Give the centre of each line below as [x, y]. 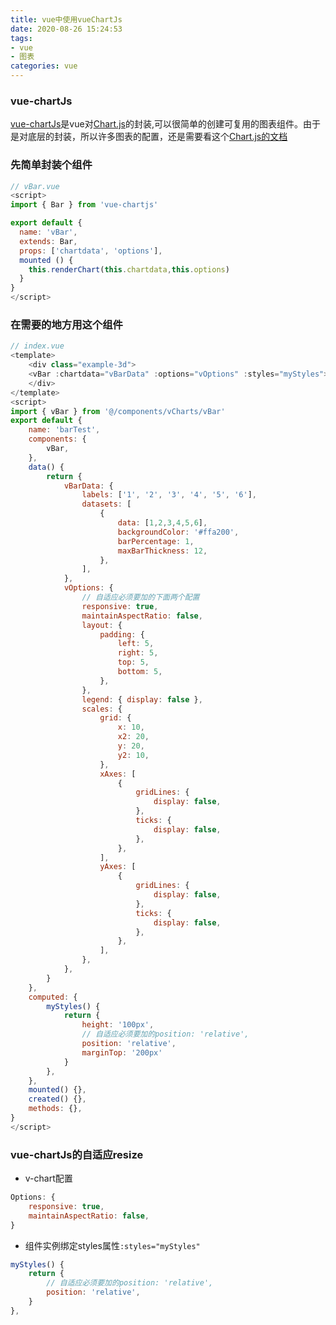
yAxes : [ [118, 867]
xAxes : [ [118, 774]
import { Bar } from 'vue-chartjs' [84, 205]
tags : [21, 38]
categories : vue [44, 66]
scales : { [102, 709]
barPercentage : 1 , [156, 541]
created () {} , [57, 1099]
